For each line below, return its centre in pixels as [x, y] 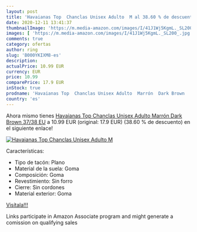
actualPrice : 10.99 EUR [35, 66]
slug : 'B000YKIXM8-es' [34, 55]
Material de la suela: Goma [47, 169]
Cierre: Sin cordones [40, 187]
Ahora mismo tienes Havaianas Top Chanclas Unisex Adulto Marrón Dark [94, 116]
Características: [25, 151]
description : [22, 60]
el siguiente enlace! [30, 128]
